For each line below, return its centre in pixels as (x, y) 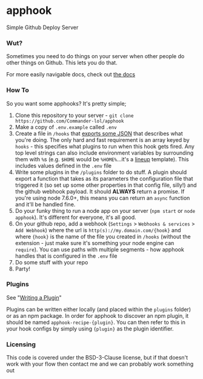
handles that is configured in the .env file (66, 256)
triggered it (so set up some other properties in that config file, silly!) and (106, 185)
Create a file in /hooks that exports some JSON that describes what (99, 133)
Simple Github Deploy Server (42, 27)
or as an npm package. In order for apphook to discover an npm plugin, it (98, 315)
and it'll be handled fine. (45, 204)
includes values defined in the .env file (63, 166)
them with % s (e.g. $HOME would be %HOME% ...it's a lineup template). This (102, 159)
